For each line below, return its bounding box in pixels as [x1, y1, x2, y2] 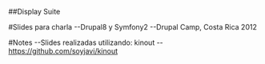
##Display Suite [8, 7, 61, 16]
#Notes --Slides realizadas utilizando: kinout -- [8, 38, 164, 47]
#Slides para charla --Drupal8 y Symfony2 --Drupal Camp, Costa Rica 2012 [8, 22, 258, 31]
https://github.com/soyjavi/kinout [8, 46, 118, 55]
